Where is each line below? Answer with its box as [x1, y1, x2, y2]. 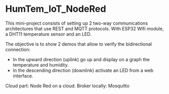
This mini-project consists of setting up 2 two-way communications [5, 20, 148, 26]
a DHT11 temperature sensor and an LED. [5, 31, 92, 37]
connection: [5, 46, 31, 52]
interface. [12, 72, 33, 79]
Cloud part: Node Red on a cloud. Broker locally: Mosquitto [5, 83, 130, 89]
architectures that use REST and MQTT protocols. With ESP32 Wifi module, [5, 25, 164, 31]
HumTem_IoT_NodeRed [5, 3, 107, 15]
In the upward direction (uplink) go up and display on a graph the [12, 56, 150, 62]
